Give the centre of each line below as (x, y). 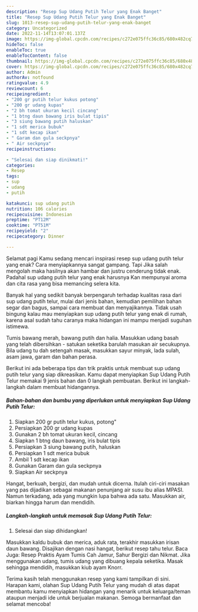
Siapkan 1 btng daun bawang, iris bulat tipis (67, 441)
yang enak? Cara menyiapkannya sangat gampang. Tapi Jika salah (87, 264)
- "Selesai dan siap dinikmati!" (47, 160)
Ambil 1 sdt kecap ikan (42, 459)
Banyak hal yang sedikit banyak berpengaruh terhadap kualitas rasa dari (94, 295)
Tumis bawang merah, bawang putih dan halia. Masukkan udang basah (93, 338)
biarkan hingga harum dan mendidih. (51, 502)
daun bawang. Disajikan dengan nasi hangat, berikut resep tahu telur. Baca (97, 548)
